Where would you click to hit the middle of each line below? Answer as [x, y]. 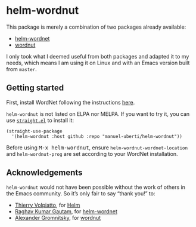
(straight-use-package [34, 131]
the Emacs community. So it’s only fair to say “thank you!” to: [81, 193]
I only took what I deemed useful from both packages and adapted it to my [98, 56]
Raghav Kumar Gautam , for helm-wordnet [66, 211]
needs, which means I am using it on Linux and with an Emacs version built [98, 63]
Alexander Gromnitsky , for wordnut [58, 217]
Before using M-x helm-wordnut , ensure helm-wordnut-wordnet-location [97, 148]
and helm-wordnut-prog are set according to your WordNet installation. [92, 154]
